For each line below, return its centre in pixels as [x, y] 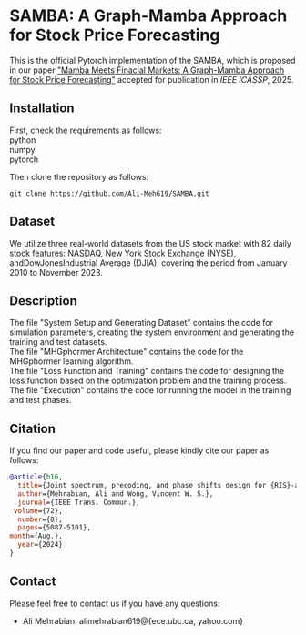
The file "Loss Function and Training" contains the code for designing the [147, 371]
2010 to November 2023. [56, 272]
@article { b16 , [36, 477]
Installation [42, 109]
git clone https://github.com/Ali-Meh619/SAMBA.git [109, 193]
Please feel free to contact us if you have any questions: [115, 603]
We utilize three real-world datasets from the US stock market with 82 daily [150, 243]
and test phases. [41, 400]
